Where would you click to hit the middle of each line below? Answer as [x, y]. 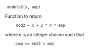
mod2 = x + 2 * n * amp [41, 25]
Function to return [23, 16]
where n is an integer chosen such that [44, 34]
